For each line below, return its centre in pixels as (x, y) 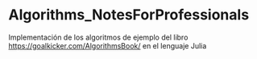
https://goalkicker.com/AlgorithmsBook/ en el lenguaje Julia (108, 45)
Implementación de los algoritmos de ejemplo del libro (98, 37)
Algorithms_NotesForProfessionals (129, 15)
